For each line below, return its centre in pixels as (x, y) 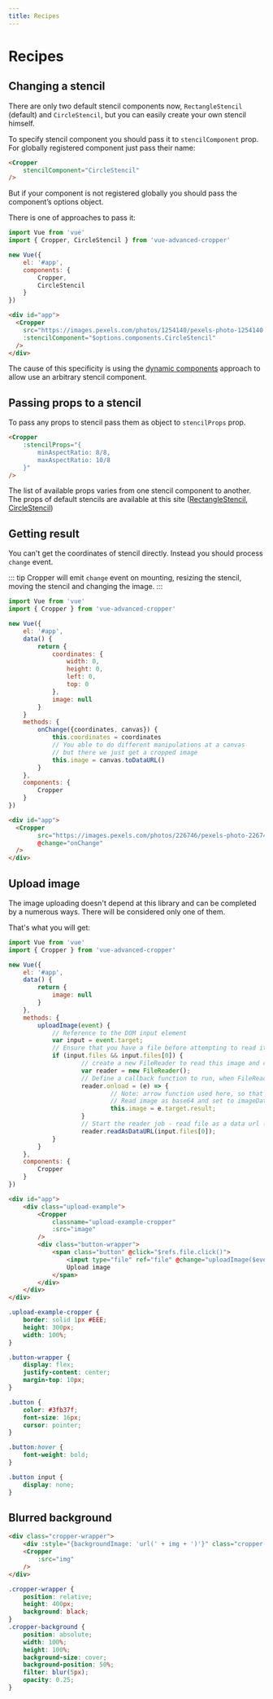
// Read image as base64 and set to (172, 1101)
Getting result (44, 533)
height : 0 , (85, 669)
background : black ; (56, 1612)
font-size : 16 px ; (52, 1417)
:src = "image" (74, 1230)
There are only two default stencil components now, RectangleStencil (126, 106)
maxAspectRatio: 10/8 (74, 460)
